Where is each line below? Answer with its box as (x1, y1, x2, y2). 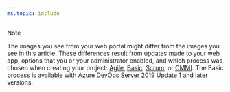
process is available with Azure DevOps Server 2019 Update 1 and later (7, 71, 208, 79)
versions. (7, 78, 33, 86)
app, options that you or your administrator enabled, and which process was (7, 56, 223, 65)
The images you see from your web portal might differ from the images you (7, 42, 220, 50)
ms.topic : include (7, 10, 60, 17)
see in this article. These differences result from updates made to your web (7, 49, 220, 57)
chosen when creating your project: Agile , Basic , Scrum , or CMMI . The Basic (7, 63, 224, 72)
